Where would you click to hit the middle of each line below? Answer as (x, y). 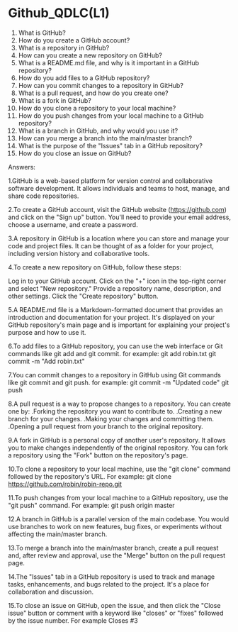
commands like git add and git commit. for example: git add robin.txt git (112, 353)
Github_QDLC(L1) (59, 13)
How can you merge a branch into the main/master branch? (105, 138)
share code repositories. (44, 196)
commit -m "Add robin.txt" (46, 361)
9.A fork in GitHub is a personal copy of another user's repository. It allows (117, 440)
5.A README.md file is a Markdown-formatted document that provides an (115, 309)
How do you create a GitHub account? (74, 40)
